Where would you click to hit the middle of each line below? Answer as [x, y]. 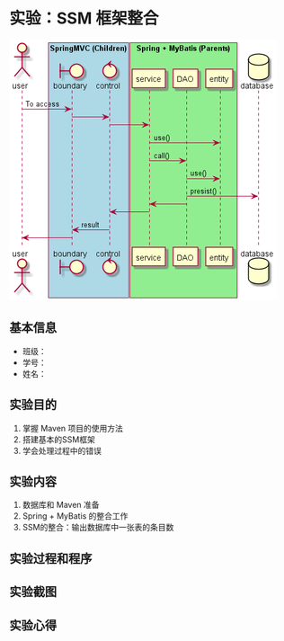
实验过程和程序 [51, 558]
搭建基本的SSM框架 [59, 439]
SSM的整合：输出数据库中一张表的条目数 [98, 528]
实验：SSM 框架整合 [84, 18]
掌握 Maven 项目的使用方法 [73, 428]
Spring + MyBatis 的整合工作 [75, 516]
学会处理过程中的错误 [62, 450]
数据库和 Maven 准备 [61, 505]
